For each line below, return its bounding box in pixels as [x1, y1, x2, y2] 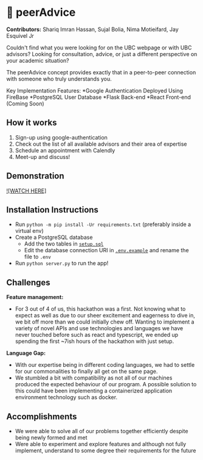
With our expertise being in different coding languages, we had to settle [15, 361, 195, 369]
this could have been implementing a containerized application [15, 387, 173, 395]
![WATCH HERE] [6, 187, 47, 194]
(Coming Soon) [6, 100, 44, 107]
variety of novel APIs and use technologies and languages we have [15, 325, 184, 332]
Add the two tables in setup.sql [24, 240, 104, 247]
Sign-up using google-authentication [15, 133, 108, 141]
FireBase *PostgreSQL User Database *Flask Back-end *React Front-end [6, 93, 191, 101]
